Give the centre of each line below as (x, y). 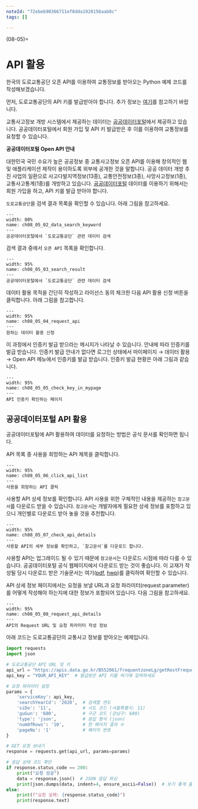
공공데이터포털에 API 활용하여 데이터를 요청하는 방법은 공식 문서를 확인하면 (92, 434)
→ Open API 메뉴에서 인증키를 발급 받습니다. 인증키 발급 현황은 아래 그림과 (92, 359)
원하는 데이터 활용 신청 (30, 333)
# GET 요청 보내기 (26, 746)
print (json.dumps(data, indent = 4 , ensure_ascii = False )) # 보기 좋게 (101, 784)
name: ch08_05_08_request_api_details (54, 614)
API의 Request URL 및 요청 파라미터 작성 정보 (57, 626)
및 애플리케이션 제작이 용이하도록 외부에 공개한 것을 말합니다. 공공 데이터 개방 (95, 169)
